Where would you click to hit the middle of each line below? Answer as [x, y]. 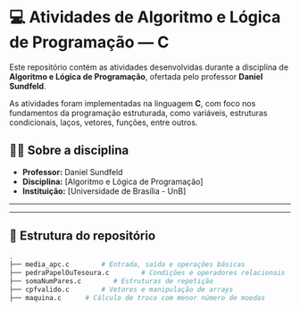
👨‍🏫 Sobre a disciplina [69, 151]
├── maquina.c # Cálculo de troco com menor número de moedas [137, 297]
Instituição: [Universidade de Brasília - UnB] [104, 191]
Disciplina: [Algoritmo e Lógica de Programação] [112, 181]
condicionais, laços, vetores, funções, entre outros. [104, 122]
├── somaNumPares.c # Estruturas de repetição [112, 281]
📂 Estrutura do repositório [83, 236]
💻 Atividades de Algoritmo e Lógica [145, 17]
